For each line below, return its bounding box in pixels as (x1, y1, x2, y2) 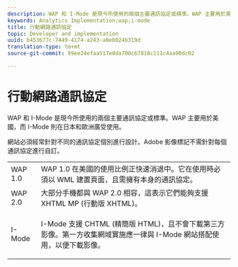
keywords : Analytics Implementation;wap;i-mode (7, 17, 151, 24)
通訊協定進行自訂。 (7, 146, 64, 154)
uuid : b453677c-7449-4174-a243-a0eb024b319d (7, 37, 141, 44)
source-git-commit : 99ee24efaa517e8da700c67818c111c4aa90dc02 (7, 50, 195, 57)
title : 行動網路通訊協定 (7, 23, 72, 30)
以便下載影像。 (55, 240, 105, 250)
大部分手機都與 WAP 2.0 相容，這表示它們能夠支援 (40, 188, 209, 198)
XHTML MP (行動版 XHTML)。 (40, 198, 142, 208)
